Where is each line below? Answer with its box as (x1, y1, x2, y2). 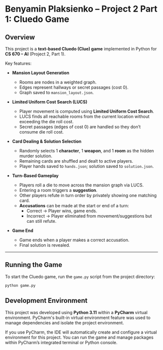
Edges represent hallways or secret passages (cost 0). (19, 84, 129, 90)
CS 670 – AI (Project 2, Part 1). (5, 51, 65, 57)
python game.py (5, 283, 36, 288)
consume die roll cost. (19, 129, 64, 134)
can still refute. (26, 218, 57, 224)
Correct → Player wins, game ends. (26, 208, 98, 214)
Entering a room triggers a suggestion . (19, 187, 98, 193)
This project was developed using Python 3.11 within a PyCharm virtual (5, 309, 148, 315)
